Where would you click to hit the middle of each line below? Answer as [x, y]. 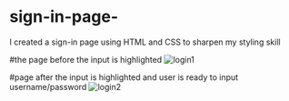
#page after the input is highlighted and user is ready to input [124, 77]
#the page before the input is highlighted [86, 59]
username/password [48, 86]
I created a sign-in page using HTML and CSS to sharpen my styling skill [145, 42]
